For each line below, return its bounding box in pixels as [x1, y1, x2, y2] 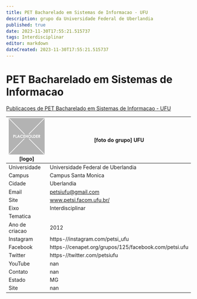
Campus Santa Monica [49, 172, 104, 179]
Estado [8, 277, 26, 284]
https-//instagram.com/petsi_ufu [49, 235, 129, 242]
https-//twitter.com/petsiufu [49, 252, 118, 259]
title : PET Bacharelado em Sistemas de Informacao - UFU [6, 9, 148, 15]
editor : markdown [6, 41, 49, 46]
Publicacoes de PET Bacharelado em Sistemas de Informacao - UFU [6, 105, 171, 112]
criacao [8, 227, 28, 234]
